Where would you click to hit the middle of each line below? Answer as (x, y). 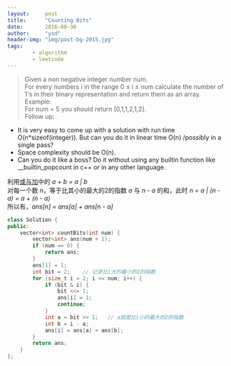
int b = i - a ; (67, 324)
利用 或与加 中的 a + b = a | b (48, 181)
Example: (38, 101)
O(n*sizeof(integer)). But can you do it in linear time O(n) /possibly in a (119, 137)
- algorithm (50, 53)
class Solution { (33, 220)
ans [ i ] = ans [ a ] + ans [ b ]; (84, 330)
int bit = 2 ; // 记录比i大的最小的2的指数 (94, 272)
